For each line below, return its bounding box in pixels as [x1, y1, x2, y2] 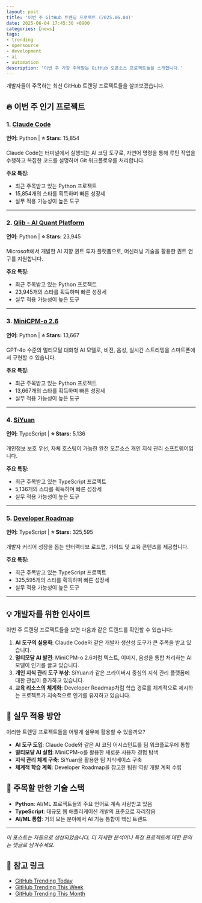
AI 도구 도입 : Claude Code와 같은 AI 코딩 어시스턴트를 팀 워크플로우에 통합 [14, 741, 191, 748]
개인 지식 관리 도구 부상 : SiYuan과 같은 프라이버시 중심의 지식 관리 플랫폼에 [14, 669, 190, 676]
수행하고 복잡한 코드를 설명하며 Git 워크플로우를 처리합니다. [6, 157, 145, 164]
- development [6, 48, 42, 54]
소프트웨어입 [164, 445, 194, 452]
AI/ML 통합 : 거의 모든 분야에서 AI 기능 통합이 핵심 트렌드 [14, 815, 147, 822]
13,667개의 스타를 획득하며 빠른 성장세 [14, 387, 105, 394]
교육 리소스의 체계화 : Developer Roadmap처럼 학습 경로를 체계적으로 [14, 684, 177, 691]
